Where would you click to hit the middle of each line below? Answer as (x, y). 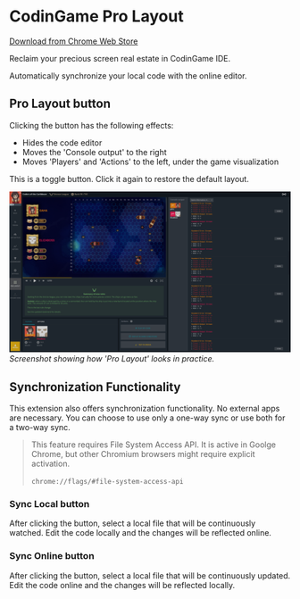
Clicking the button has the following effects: (92, 125)
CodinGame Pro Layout (97, 17)
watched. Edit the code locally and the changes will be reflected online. (141, 533)
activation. (50, 463)
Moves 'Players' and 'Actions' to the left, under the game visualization (150, 162)
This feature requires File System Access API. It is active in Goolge (154, 445)
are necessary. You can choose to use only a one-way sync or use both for (147, 418)
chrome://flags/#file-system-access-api (107, 481)
